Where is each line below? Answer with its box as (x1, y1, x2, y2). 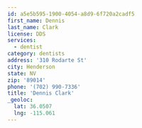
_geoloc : (7, 97, 33, 104)
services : (7, 37, 37, 44)
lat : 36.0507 (13, 103, 53, 110)
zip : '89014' (7, 76, 46, 84)
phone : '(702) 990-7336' (7, 83, 81, 90)
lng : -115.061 (13, 110, 55, 117)
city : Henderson (7, 63, 55, 70)
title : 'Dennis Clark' (7, 90, 75, 97)
